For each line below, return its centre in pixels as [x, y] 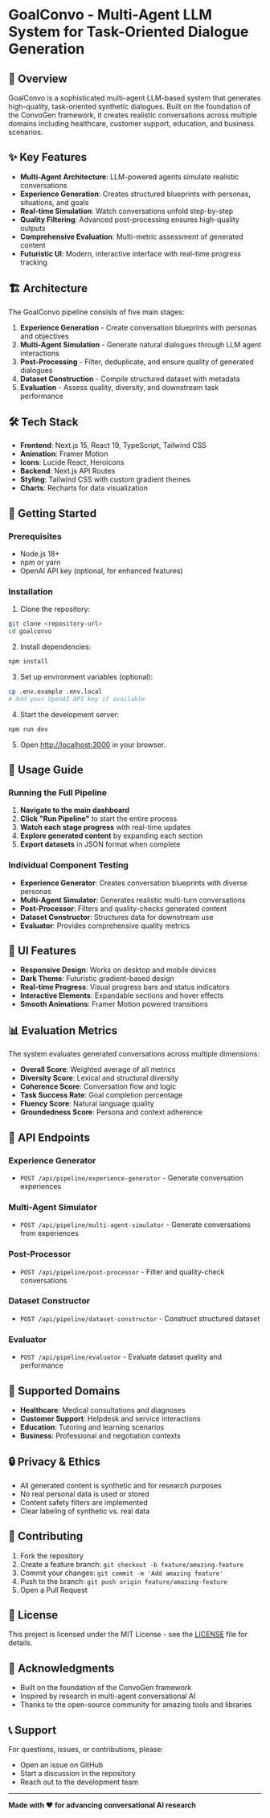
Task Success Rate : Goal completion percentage [101, 1095]
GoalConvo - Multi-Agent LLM [110, 15]
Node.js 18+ [40, 554]
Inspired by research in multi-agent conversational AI [108, 1696]
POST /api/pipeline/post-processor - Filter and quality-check [122, 1271]
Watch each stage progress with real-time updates [105, 827]
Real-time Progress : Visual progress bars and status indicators [125, 987]
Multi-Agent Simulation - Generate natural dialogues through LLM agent [141, 344]
